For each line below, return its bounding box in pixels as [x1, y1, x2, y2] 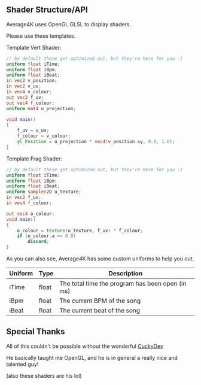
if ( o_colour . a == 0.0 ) [17, 233, 77, 239]
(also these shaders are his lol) [6, 372, 82, 379]
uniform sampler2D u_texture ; [6, 189, 82, 195]
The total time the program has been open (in [59, 280, 187, 288]
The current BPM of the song [59, 296, 141, 305]
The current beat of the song [59, 307, 141, 315]
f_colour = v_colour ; [17, 133, 71, 140]
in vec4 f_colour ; [6, 200, 52, 206]
